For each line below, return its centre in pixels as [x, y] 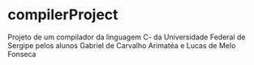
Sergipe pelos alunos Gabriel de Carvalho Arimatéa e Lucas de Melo [122, 45]
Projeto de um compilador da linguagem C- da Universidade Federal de [127, 37]
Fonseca [22, 54]
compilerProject [63, 15]
